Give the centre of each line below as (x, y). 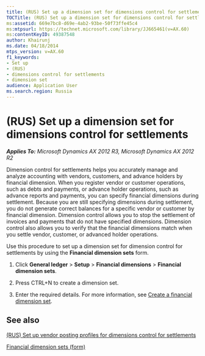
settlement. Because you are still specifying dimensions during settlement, (100, 202)
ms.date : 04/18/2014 (33, 46)
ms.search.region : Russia (39, 91)
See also (23, 320)
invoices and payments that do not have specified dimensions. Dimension (99, 221)
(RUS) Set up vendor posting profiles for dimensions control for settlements (101, 335)
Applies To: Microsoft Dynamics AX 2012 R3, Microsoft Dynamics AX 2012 (100, 151)
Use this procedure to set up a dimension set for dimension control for (95, 246)
